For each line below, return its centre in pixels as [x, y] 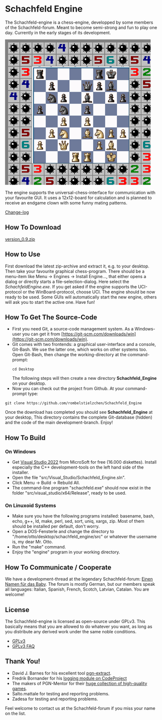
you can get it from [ [42, 334]
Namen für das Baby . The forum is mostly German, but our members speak [80, 584]
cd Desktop [23, 369]
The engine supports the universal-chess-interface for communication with [80, 192]
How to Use [23, 255]
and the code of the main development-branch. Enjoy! [59, 423]
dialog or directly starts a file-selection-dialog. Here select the [67, 282]
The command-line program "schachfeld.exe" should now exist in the [81, 488]
